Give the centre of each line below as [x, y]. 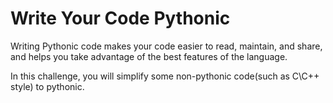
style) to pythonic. [47, 86]
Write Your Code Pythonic [120, 18]
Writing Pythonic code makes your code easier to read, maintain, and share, [166, 46]
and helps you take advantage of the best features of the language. [149, 56]
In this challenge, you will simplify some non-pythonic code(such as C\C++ [165, 76]
